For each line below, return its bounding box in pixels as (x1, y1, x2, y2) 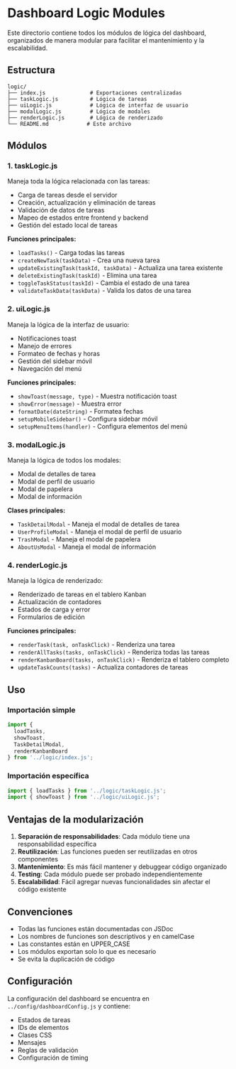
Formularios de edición (17, 613, 85, 621)
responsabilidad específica (17, 840, 97, 849)
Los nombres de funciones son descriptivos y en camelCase (17, 932, 195, 940)
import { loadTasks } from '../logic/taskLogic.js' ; (7, 787, 167, 794)
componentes (17, 855, 59, 864)
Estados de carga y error (17, 606, 91, 614)
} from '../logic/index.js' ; (7, 754, 94, 761)
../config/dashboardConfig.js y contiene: (7, 1001, 131, 1010)
